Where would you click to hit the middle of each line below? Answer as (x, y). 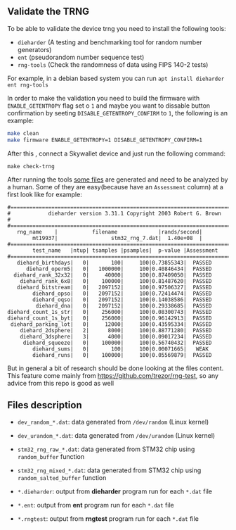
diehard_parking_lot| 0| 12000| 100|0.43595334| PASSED (111, 324)
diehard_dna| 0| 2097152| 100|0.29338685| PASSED (124, 305)
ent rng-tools (28, 85)
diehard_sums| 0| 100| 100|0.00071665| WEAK (121, 349)
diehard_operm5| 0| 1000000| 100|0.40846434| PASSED (119, 269)
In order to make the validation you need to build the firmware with (104, 98)
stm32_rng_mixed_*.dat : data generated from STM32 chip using (109, 470)
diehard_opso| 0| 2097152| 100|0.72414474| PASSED (122, 294)
